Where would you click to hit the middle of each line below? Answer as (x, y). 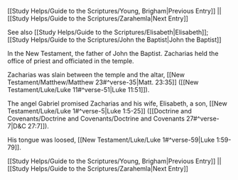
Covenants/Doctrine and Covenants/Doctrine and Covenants (96, 118)
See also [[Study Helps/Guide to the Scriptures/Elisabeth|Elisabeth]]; (108, 32)
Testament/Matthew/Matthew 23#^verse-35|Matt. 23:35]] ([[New (103, 82)
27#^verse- (202, 118)
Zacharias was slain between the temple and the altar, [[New (96, 75)
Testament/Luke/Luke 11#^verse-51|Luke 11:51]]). (79, 90)
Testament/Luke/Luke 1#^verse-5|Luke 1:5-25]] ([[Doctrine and (99, 111)
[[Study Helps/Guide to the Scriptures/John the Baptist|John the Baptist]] (114, 40)
